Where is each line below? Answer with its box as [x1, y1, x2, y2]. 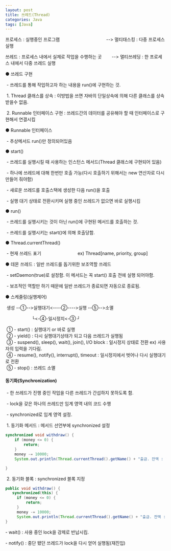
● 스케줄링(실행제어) [5, 294, 47, 300]
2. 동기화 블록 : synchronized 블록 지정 [6, 475, 85, 481]
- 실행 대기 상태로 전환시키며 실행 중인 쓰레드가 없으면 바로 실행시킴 [6, 198, 141, 204]
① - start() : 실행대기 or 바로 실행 [6, 326, 76, 333]
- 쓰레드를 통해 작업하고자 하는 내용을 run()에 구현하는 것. [6, 82, 121, 88]
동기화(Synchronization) [5, 377, 57, 384]
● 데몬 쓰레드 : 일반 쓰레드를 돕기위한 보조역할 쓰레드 [5, 261, 111, 268]
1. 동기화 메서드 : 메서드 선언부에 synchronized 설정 [6, 423, 110, 429]
